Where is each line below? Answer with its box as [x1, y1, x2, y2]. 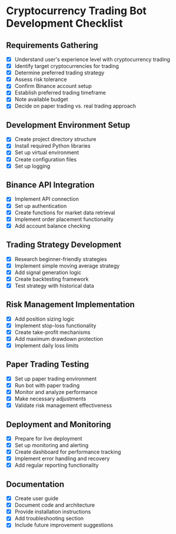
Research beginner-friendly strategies [14, 255, 107, 262]
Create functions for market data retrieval [14, 209, 115, 216]
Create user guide [14, 495, 59, 502]
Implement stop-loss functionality [14, 322, 97, 329]
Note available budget [14, 96, 69, 103]
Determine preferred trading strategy [14, 69, 105, 76]
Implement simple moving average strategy [14, 262, 120, 269]
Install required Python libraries [14, 142, 91, 149]
